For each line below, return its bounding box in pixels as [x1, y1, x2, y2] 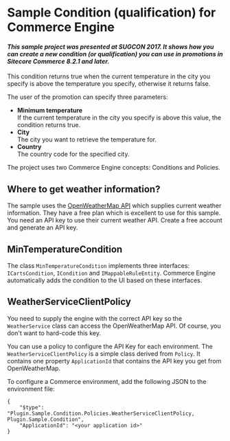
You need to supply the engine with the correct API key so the [7, 314, 183, 322]
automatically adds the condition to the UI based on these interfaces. [7, 276, 203, 284]
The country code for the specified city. [16, 150, 130, 159]
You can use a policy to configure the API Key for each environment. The [7, 342, 213, 350]
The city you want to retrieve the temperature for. [16, 135, 157, 144]
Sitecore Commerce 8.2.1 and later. [7, 57, 110, 65]
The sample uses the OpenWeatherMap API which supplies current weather [7, 201, 222, 210]
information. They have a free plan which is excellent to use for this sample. [7, 209, 221, 217]
